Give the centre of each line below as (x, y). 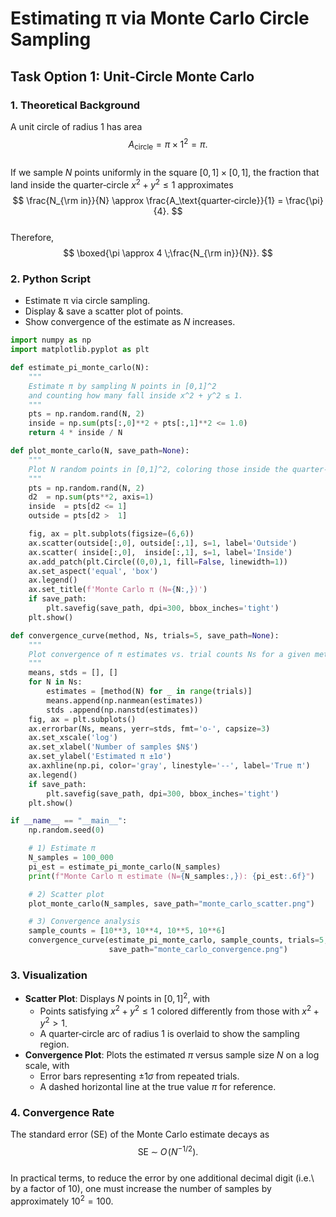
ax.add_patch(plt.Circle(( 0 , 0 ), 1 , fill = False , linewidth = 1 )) (158, 562)
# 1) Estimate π (62, 848)
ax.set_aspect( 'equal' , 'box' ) (93, 571)
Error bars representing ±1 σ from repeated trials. (139, 1076)
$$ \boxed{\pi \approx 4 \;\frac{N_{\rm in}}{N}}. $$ (168, 253)
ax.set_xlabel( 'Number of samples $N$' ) (113, 747)
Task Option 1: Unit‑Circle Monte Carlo (132, 76)
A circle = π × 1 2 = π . (168, 144)
